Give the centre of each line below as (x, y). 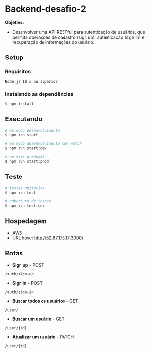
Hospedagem (26, 221)
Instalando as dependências (39, 94)
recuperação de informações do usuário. (53, 42)
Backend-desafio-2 (46, 9)
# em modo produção (25, 157)
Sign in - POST (27, 283)
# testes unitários (25, 188)
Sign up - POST (28, 265)
